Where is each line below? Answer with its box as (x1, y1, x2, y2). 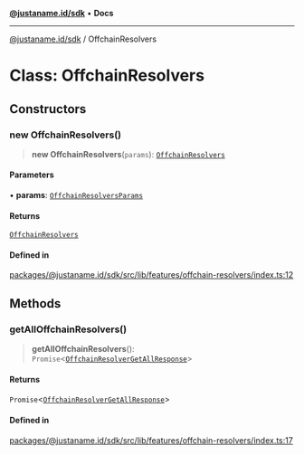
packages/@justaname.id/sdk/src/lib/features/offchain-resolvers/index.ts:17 (9, 434, 294, 446)
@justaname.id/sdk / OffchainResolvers (9, 33, 157, 44)
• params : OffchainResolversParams (9, 190, 143, 201)
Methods (9, 296, 62, 311)
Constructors (9, 101, 87, 117)
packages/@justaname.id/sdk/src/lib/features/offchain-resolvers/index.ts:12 (9, 270, 294, 280)
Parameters (9, 169, 54, 180)
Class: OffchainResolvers (9, 65, 205, 86)
